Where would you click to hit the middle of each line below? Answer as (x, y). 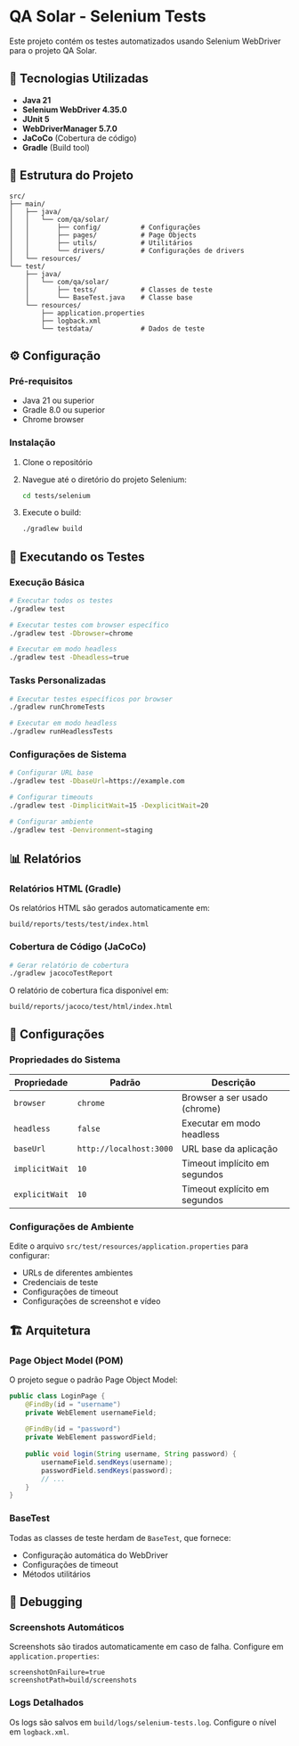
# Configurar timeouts (51, 798)
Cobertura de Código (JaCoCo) (78, 947)
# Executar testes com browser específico (89, 625)
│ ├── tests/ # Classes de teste (119, 290)
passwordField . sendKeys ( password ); (107, 1471)
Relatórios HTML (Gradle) (65, 889)
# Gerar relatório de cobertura (69, 965)
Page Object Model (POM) (66, 1360)
